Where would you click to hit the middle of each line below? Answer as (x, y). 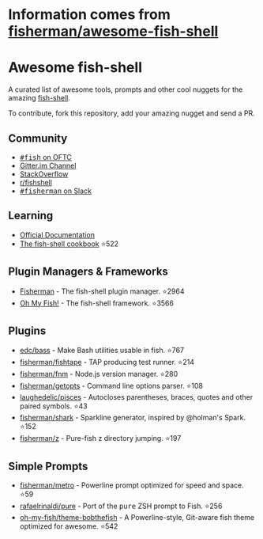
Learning (31, 216)
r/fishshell (36, 182)
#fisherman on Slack (56, 191)
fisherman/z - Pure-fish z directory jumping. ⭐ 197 (100, 438)
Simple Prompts (48, 466)
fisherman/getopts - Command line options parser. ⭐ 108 (111, 386)
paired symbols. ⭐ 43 (54, 406)
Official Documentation (57, 234)
